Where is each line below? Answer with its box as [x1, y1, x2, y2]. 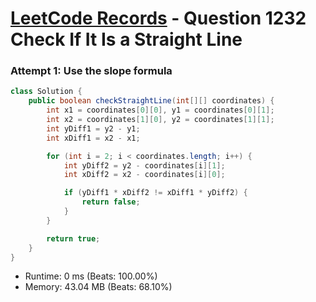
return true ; [46, 233, 101, 244]
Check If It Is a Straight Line [10, 28, 243, 51]
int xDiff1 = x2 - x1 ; [46, 133, 141, 143]
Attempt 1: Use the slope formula [10, 64, 173, 78]
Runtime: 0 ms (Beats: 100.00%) [24, 270, 158, 282]
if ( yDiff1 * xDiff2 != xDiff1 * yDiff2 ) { [63, 188, 248, 198]
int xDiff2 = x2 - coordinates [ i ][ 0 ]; [63, 170, 226, 180]
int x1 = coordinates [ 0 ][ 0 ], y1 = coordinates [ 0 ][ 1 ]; [46, 105, 275, 116]
